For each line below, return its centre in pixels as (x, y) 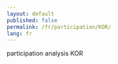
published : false (32, 20)
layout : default (30, 14)
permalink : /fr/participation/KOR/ (59, 27)
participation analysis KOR (45, 53)
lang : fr (19, 33)
